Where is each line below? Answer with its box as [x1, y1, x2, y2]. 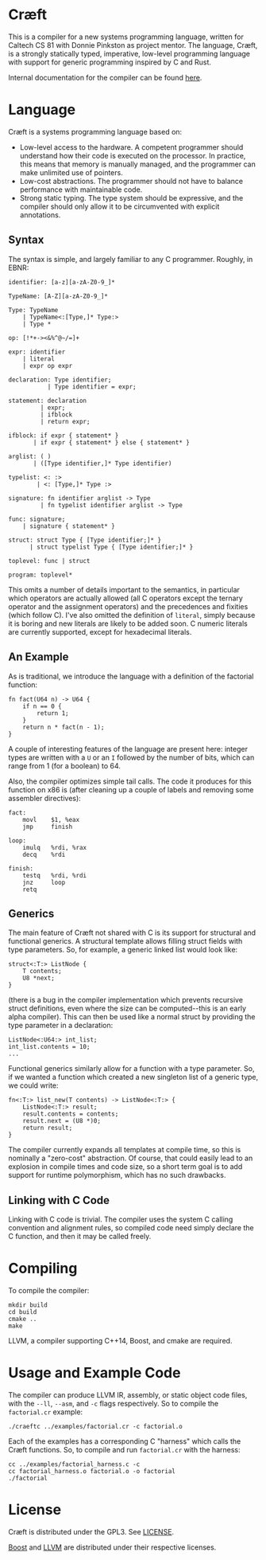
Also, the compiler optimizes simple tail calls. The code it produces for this [8, 776, 252, 786]
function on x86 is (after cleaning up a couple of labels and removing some [8, 784, 254, 794]
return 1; [37, 709, 69, 717]
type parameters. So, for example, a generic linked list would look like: [8, 945, 238, 955]
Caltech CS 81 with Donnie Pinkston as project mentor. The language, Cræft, [8, 40, 258, 49]
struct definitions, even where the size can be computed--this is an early [8, 1003, 247, 1013]
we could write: [8, 1081, 59, 1090]
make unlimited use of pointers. [19, 167, 123, 177]
